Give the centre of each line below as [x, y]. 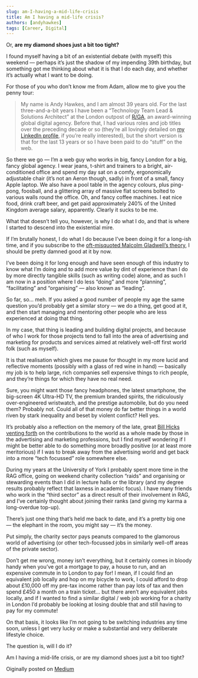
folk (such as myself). [32, 348]
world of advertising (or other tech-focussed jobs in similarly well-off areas [97, 543]
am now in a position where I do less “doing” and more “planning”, [86, 282]
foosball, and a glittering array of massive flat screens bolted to [98, 191]
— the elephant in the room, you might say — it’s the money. [79, 525]
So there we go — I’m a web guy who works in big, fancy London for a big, [97, 159]
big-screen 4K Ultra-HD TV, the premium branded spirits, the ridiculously [95, 397]
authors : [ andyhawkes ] [34, 22]
